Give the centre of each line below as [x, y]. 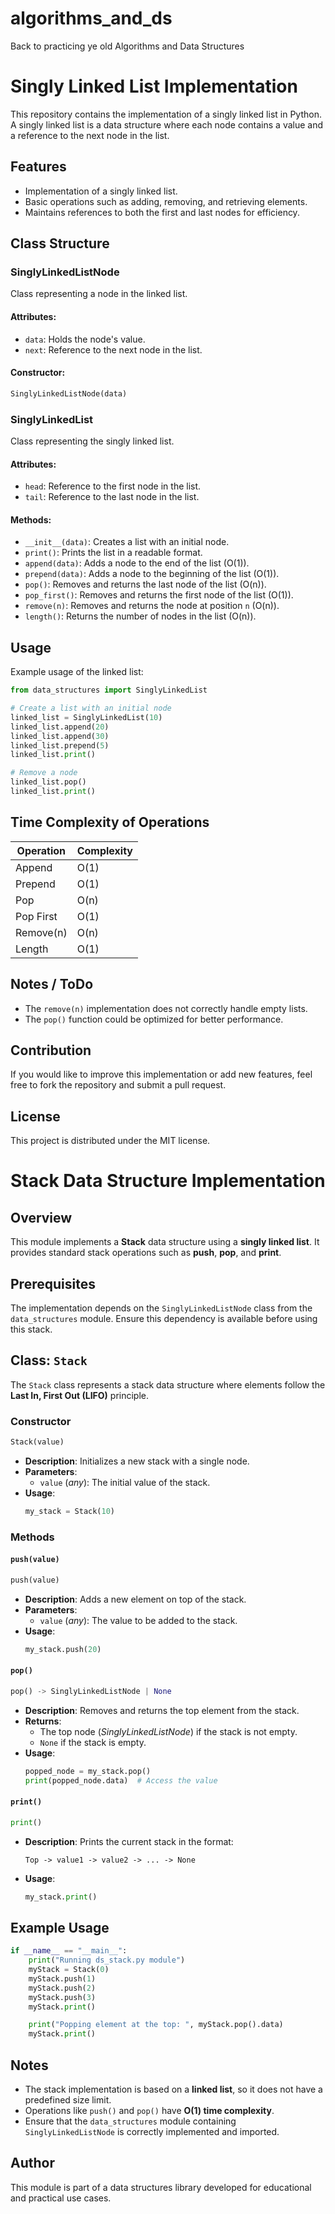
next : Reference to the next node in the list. [113, 349]
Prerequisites [53, 1283]
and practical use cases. [61, 2198]
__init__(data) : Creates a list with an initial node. [127, 542]
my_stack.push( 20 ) [63, 1649]
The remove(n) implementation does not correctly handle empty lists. [166, 1008]
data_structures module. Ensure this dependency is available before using [164, 1318]
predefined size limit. [68, 2100]
